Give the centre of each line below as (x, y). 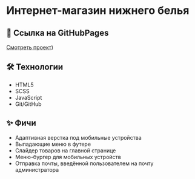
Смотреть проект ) (30, 47)
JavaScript (28, 97)
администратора (37, 169)
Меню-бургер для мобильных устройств (68, 157)
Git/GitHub (28, 104)
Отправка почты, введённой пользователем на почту (84, 163)
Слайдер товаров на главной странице (65, 150)
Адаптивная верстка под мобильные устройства (78, 137)
